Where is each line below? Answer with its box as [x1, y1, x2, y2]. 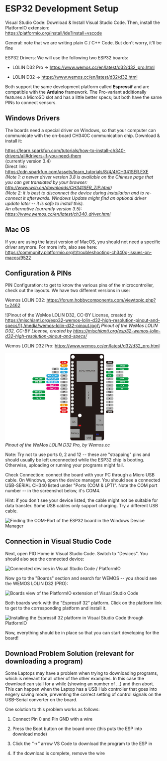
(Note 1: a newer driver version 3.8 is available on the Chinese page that [5, 174, 154, 180]
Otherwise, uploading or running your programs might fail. [5, 462, 124, 468]
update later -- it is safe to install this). [5, 200, 84, 206]
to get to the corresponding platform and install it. [5, 605, 107, 611]
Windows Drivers [5, 114, 60, 123]
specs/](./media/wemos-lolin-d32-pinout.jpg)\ [5, 322, 100, 329]
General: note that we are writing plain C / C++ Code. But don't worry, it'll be [5, 39, 162, 45]
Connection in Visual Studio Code [5, 537, 112, 546]
